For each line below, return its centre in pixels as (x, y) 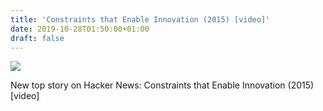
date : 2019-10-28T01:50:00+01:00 (80, 29)
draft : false (37, 38)
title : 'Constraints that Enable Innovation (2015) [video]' (140, 19)
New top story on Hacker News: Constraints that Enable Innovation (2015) (162, 85)
